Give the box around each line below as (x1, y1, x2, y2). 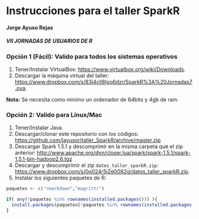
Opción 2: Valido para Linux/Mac (6, 111, 102, 119)
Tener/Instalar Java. (14, 124, 63, 131)
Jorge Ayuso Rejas (6, 24, 53, 31)
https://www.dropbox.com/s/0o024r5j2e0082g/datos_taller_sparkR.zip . (14, 168, 190, 175)
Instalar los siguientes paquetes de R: (14, 174, 107, 181)
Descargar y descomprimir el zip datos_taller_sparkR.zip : (14, 162, 159, 169)
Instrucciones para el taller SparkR (6, 4, 180, 18)
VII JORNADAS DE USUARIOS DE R (6, 37, 93, 45)
